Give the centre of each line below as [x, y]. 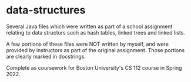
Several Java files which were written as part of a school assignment [89, 26]
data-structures [46, 10]
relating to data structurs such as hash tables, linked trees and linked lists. [95, 32]
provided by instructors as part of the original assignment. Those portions [95, 50]
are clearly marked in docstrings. [46, 56]
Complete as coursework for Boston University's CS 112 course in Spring [94, 67]
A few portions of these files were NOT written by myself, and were [88, 44]
